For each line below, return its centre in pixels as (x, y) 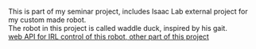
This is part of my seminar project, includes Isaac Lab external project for (128, 11)
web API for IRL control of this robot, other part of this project (109, 36)
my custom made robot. (47, 20)
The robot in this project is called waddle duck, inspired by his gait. (118, 28)
